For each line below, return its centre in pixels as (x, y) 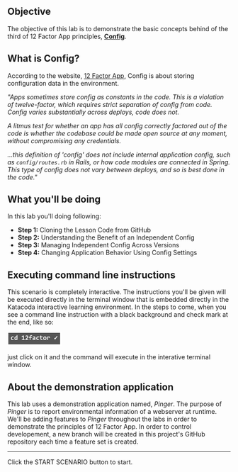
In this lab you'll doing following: (54, 216)
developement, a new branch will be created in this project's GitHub (106, 434)
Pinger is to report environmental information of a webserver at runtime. (112, 412)
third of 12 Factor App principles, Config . (67, 36)
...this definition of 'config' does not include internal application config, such (119, 154)
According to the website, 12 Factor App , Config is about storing (101, 75)
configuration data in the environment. (63, 83)
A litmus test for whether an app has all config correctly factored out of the (117, 125)
